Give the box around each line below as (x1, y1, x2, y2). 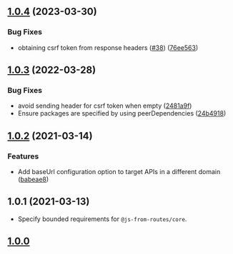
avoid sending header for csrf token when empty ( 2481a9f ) (17, 101, 192, 110)
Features (7, 151, 39, 161)
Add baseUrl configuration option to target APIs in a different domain (17, 168, 221, 176)
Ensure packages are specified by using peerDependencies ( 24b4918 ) (17, 109, 227, 118)
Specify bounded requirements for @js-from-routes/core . (17, 214, 187, 223)
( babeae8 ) (17, 175, 49, 184)
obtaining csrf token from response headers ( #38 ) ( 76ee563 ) (17, 43, 199, 52)
